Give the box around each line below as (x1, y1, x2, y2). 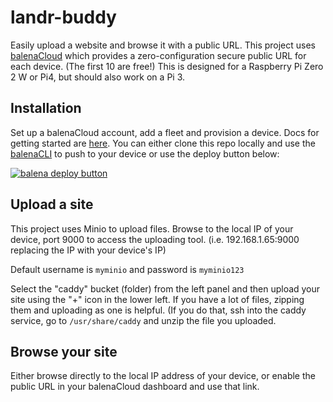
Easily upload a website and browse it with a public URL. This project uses (10, 39, 316, 51)
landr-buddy (10, 6, 117, 29)
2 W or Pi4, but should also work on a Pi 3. (10, 71, 186, 83)
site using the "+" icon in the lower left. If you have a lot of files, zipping (10, 293, 305, 305)
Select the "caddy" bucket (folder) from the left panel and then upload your (10, 282, 321, 295)
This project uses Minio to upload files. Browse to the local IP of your (10, 222, 294, 235)
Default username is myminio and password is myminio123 (10, 263, 245, 275)
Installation (10, 100, 82, 117)
